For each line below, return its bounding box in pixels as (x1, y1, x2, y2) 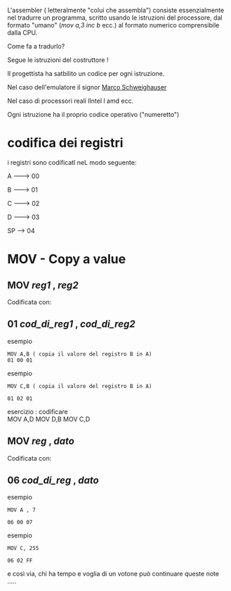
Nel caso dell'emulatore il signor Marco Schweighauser (7, 83, 167, 91)
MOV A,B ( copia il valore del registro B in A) (7, 350, 152, 358)
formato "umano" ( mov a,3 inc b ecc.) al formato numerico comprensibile (7, 21, 220, 29)
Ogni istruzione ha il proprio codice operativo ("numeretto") (7, 111, 180, 118)
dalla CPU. (7, 28, 38, 37)
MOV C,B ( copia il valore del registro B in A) (7, 382, 152, 390)
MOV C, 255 (7, 545, 39, 552)
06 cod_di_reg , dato (7, 474, 100, 486)
